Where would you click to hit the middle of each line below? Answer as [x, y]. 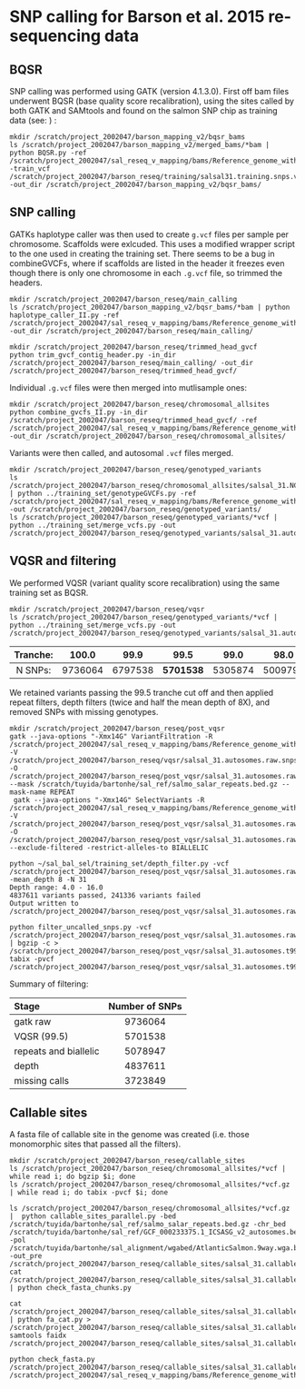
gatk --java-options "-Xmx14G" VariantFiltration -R [111, 736]
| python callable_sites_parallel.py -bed [93, 1216]
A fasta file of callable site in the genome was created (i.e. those [129, 1135]
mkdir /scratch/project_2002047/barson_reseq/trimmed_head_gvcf [133, 347]
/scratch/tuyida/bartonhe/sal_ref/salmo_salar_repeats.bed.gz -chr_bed [148, 1225]
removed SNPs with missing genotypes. [84, 711]
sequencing [55, 36]
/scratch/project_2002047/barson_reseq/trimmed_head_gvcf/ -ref [133, 420]
